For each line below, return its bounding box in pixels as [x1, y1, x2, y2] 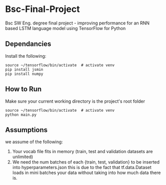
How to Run [5, 85, 42, 93]
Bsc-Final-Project [5, 3, 80, 15]
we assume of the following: [5, 139, 63, 145]
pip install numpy [5, 71, 43, 76]
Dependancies [5, 40, 51, 48]
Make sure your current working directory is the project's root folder [5, 98, 146, 104]
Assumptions [5, 126, 48, 134]
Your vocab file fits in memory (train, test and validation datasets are [12, 149, 153, 155]
